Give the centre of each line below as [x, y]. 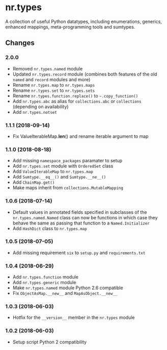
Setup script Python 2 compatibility [50, 342]
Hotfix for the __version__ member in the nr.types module [74, 317]
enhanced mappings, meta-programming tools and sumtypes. [70, 27]
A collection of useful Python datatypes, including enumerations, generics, [83, 21]
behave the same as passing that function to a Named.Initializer [81, 223]
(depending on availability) [40, 107]
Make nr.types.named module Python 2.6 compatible [68, 288]
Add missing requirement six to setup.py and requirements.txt [79, 253]
